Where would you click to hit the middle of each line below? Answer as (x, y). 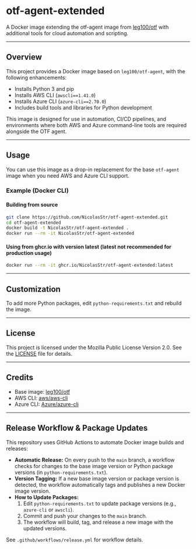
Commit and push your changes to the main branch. (85, 516)
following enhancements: (36, 77)
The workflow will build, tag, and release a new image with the (98, 522)
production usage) (29, 253)
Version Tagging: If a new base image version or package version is (97, 478)
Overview (24, 57)
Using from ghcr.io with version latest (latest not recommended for (89, 247)
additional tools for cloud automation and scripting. (67, 33)
